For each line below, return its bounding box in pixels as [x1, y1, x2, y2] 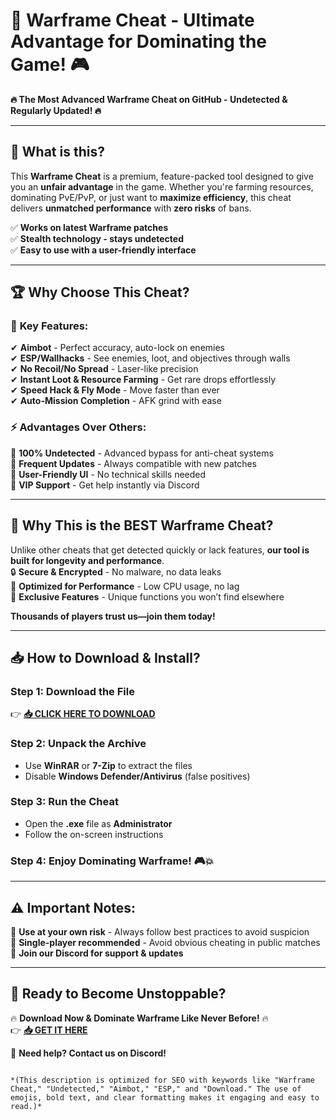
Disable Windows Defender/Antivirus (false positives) [24, 770, 251, 782]
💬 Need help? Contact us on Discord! [10, 1047, 167, 1059]
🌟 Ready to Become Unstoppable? [10, 985, 227, 1003]
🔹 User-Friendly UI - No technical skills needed [10, 468, 207, 480]
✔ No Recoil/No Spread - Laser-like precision [10, 363, 199, 375]
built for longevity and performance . [10, 554, 165, 566]
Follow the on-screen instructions [24, 828, 164, 840]
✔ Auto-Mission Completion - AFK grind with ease [10, 395, 222, 407]
